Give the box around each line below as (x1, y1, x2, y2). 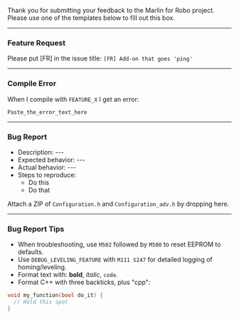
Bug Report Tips (7, 224, 65, 234)
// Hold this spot (14, 298, 69, 305)
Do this (28, 178, 50, 187)
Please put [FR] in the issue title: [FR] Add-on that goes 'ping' (7, 54, 193, 63)
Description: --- (17, 147, 64, 156)
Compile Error (7, 78, 57, 88)
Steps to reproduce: (17, 170, 77, 179)
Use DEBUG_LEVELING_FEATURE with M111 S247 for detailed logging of (17, 256, 213, 264)
